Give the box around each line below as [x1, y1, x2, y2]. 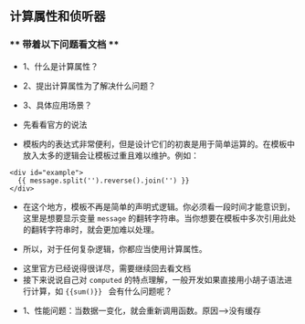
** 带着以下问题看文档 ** [9, 38, 120, 51]
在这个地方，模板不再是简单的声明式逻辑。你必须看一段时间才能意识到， [22, 201, 295, 212]
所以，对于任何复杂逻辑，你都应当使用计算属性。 [22, 243, 207, 254]
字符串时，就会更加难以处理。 [47, 224, 160, 235]
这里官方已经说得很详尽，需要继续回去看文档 [22, 263, 192, 274]
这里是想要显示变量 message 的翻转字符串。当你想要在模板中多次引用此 [22, 213, 289, 224]
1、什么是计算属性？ [22, 60, 99, 71]
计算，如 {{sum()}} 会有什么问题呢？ [30, 286, 174, 297]
